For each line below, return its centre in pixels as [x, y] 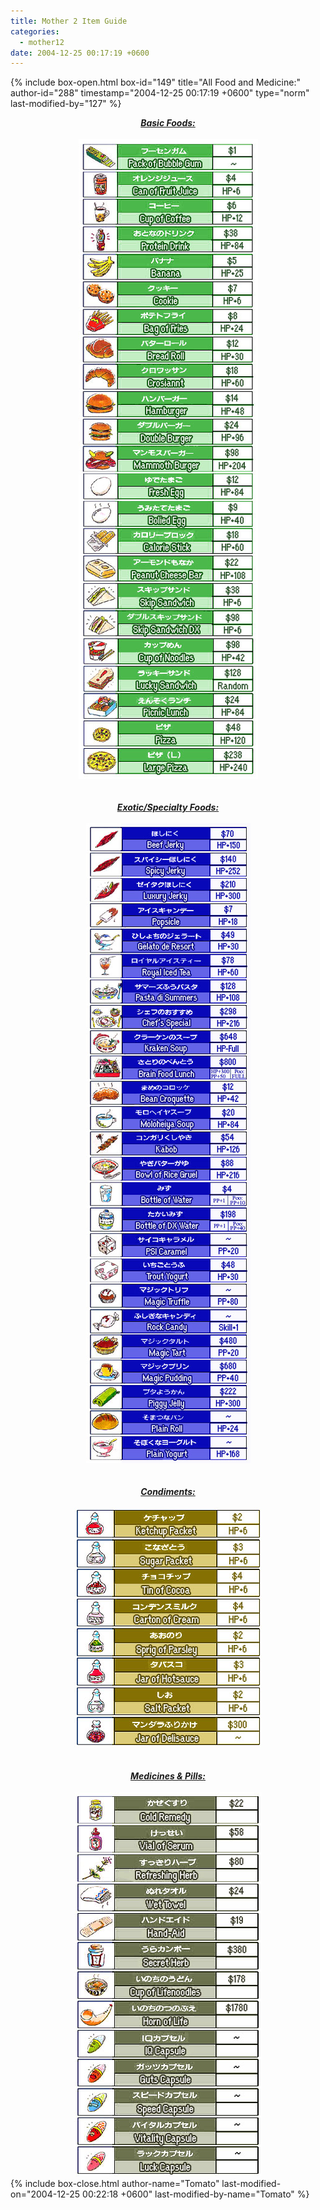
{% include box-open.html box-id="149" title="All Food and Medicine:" [155, 82]
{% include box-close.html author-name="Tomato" [115, 2184]
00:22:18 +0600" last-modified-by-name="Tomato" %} [196, 2194]
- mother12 [42, 42]
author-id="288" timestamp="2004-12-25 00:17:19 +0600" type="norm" [160, 93]
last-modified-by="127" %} [66, 104]
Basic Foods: [168, 123]
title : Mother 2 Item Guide [69, 21]
